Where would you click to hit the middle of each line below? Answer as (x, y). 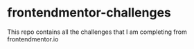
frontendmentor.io (33, 39)
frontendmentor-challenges (89, 13)
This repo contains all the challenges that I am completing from (97, 32)
